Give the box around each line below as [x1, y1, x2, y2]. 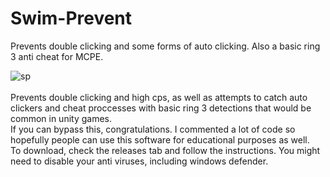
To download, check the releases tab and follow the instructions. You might [10, 144, 321, 156]
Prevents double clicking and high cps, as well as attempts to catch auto [10, 91, 308, 103]
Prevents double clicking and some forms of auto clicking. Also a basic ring [10, 40, 321, 52]
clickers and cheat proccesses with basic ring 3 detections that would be [10, 102, 312, 114]
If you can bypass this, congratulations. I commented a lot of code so [10, 123, 296, 135]
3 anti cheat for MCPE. [10, 50, 104, 62]
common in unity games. [10, 112, 113, 124]
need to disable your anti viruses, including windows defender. [10, 155, 269, 167]
